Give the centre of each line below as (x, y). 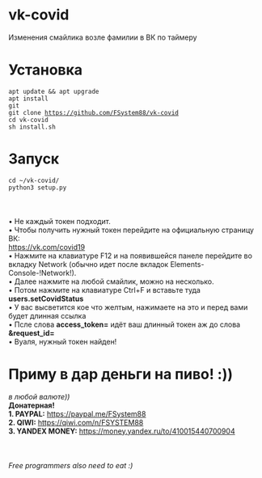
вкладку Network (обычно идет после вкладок (89, 264)
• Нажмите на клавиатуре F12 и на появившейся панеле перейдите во (131, 256)
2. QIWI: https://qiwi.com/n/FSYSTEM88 (76, 422)
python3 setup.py (38, 188)
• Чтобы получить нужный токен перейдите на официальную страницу (131, 230)
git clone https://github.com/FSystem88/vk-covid (94, 112)
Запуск (34, 159)
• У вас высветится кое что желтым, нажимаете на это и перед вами (128, 307)
